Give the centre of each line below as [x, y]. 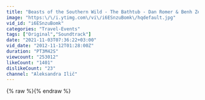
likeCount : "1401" [30, 62]
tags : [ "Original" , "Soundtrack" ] [49, 35]
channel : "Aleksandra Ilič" [42, 74]
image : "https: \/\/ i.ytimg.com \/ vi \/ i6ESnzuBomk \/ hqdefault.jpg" [91, 18]
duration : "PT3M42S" [33, 52]
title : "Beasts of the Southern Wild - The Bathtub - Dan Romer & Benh [99, 12]
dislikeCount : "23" [31, 68]
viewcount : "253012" [33, 57]
